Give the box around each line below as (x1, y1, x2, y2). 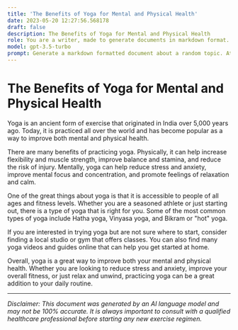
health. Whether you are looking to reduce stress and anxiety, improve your (7, 263, 228, 273)
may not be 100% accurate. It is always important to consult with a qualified (7, 307, 231, 315)
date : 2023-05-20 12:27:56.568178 (7, 17, 110, 24)
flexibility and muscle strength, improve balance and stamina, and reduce (7, 155, 222, 164)
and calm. (7, 178, 37, 186)
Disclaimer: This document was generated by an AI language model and (7, 299, 220, 308)
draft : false (7, 23, 46, 30)
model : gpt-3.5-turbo (7, 43, 72, 50)
